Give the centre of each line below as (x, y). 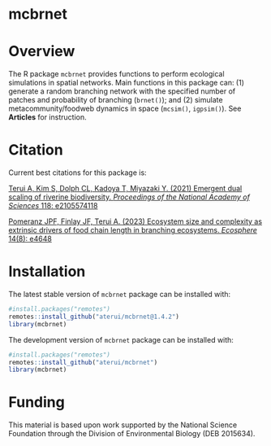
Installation (47, 271)
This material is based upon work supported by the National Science (123, 425)
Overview (42, 52)
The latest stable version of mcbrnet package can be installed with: (120, 294)
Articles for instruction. (47, 117)
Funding (37, 402)
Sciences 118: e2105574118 (53, 206)
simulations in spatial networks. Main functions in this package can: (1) (127, 83)
